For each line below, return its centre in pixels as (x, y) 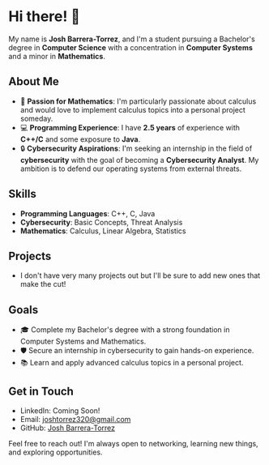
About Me (34, 81)
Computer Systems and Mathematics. (83, 341)
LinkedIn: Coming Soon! (60, 411)
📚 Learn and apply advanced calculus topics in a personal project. (132, 363)
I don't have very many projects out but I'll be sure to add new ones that (140, 275)
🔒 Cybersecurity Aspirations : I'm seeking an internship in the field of (136, 148)
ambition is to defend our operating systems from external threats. (131, 169)
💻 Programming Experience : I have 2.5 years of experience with (130, 127)
